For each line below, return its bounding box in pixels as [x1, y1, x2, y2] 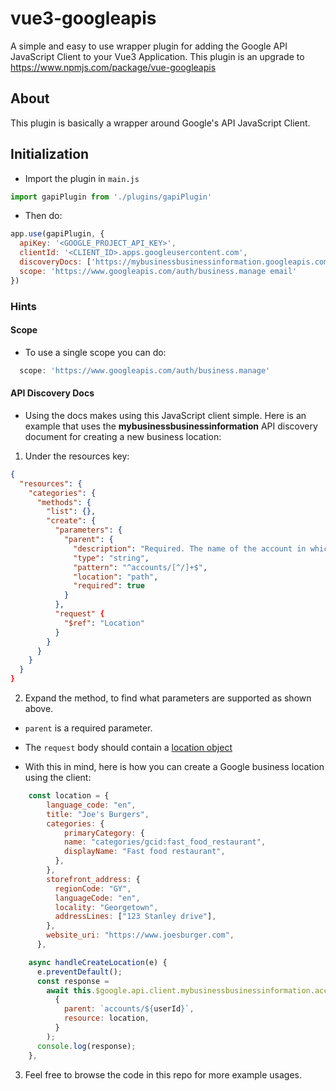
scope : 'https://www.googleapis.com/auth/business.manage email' [19, 266, 298, 276]
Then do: [24, 210, 63, 222]
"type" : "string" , [73, 553, 150, 563]
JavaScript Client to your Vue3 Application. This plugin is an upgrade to [10, 50, 305, 62]
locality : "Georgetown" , [54, 902, 159, 912]
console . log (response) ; [36, 1041, 137, 1051]
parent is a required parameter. [24, 722, 153, 734]
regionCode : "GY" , [54, 883, 132, 894]
